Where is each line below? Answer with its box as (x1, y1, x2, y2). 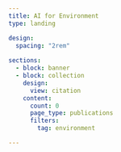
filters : (29, 116, 60, 125)
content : (23, 94, 52, 102)
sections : (8, 57, 42, 65)
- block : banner (15, 64, 70, 73)
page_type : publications (29, 109, 114, 117)
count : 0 (29, 102, 60, 110)
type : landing (8, 19, 56, 27)
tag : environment (37, 125, 95, 133)
